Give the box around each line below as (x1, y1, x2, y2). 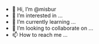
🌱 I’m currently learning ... (11, 18, 76, 25)
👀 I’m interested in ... (11, 12, 63, 19)
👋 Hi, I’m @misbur (11, 6, 56, 12)
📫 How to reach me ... (11, 32, 68, 38)
